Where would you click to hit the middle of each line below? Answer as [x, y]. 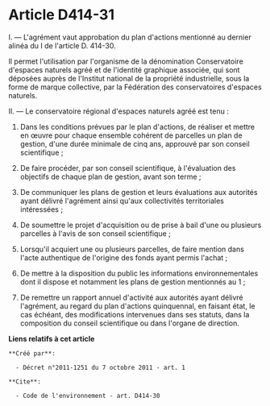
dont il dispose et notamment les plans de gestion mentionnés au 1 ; [133, 282]
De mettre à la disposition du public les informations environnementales [139, 273]
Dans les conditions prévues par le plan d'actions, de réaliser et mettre [137, 126]
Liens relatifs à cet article [52, 338]
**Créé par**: [32, 353]
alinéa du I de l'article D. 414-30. [62, 45]
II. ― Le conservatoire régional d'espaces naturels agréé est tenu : [119, 111]
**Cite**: [25, 381]
